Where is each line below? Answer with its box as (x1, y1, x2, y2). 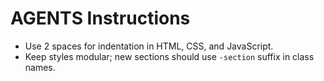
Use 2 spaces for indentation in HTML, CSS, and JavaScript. (24, 40, 274, 52)
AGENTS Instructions (10, 7, 191, 30)
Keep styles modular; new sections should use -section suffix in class (24, 50, 315, 62)
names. (24, 61, 56, 73)
